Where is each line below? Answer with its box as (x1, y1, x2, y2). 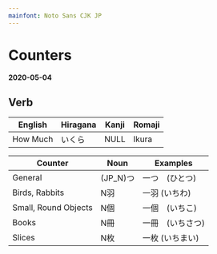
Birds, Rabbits (12, 187, 65, 198)
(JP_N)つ (100, 173, 135, 184)
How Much (12, 133, 54, 145)
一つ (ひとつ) (142, 173, 197, 184)
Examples (155, 157, 194, 169)
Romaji (133, 119, 160, 130)
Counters (8, 46, 72, 64)
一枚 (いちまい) (142, 232, 199, 244)
